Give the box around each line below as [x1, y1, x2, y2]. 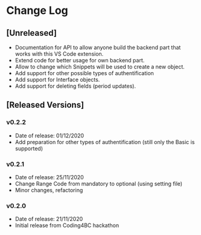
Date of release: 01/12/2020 [14, 131, 85, 139]
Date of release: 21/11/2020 [14, 216, 83, 223]
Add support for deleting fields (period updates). [14, 82, 136, 90]
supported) [14, 145, 43, 152]
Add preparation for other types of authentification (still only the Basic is [14, 138, 195, 145]
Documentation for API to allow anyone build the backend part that [14, 44, 181, 51]
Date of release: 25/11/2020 [14, 173, 85, 180]
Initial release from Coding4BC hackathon [14, 222, 120, 229]
